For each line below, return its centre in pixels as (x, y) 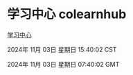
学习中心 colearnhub (67, 14)
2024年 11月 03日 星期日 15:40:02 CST (62, 49)
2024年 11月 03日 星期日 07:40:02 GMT (63, 64)
